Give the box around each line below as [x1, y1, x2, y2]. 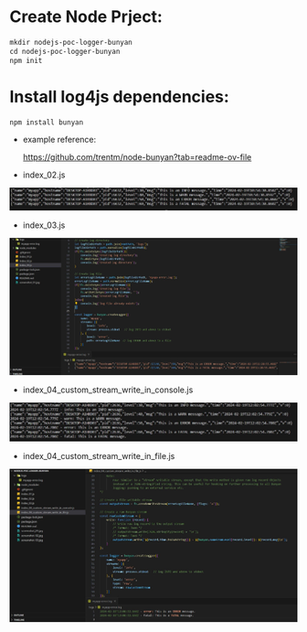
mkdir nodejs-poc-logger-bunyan [9, 37, 132, 47]
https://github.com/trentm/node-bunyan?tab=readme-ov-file [22, 151, 252, 162]
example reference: [22, 134, 97, 145]
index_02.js [22, 169, 66, 180]
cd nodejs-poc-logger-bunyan [9, 47, 121, 56]
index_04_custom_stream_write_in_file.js [22, 450, 175, 461]
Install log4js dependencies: [9, 87, 230, 107]
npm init [9, 56, 43, 65]
